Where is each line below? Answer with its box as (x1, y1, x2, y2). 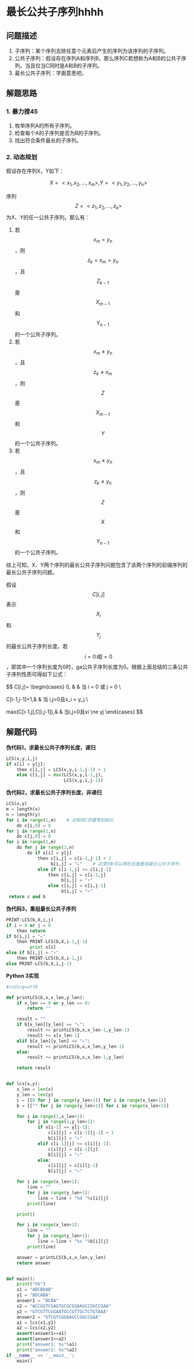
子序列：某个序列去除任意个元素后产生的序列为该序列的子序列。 (14, 48, 169, 54)
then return (16, 928, 46, 934)
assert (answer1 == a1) (16, 1331, 67, 1337)
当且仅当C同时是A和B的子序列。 (25, 62, 103, 69)
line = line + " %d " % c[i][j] (37, 1195, 109, 1201)
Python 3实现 (6, 972, 39, 979)
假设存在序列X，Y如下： (6, 167, 65, 174)
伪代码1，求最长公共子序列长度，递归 (6, 743, 96, 751)
